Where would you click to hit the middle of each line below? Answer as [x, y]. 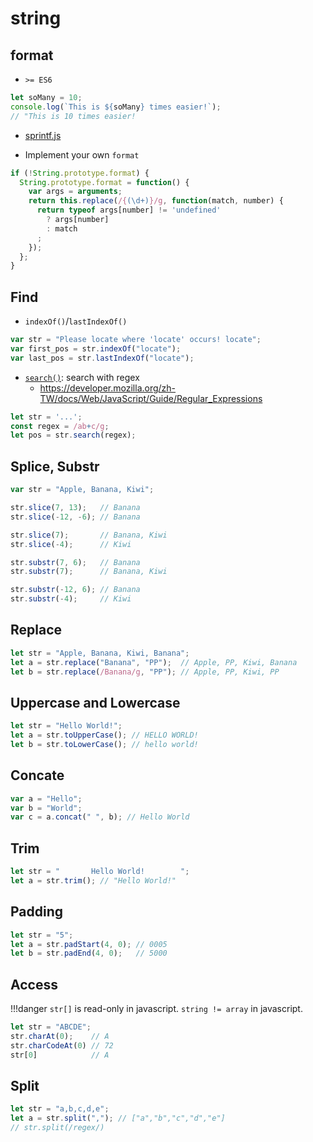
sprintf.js [43, 135]
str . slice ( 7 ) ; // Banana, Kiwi [89, 535]
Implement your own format [82, 154]
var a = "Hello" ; [46, 798]
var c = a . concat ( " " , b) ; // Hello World [100, 817]
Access [34, 984]
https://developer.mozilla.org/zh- [108, 388]
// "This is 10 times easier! [73, 116]
